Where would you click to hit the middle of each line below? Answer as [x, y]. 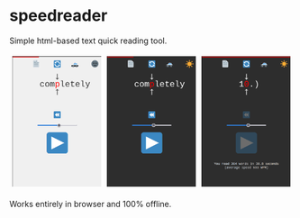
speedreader [59, 16]
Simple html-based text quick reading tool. [88, 41]
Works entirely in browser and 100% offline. [91, 204]
